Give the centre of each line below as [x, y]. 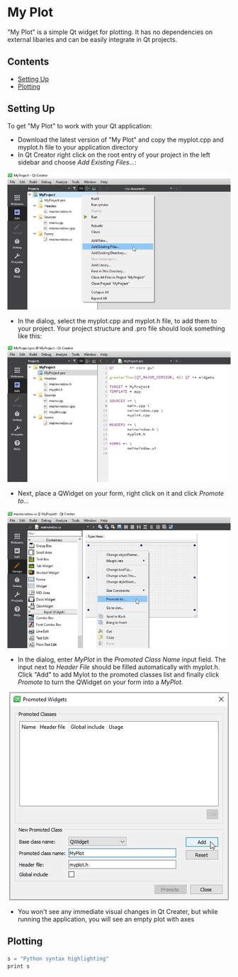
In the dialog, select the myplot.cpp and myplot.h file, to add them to [117, 320]
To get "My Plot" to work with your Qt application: [80, 125]
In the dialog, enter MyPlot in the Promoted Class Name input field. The [122, 659]
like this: [30, 336]
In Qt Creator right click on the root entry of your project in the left [114, 155]
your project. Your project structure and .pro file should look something [121, 328]
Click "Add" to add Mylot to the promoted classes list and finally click [118, 674]
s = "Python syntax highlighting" [58, 959]
